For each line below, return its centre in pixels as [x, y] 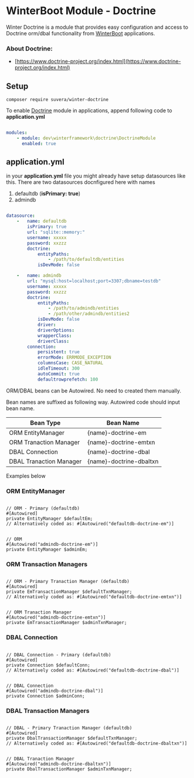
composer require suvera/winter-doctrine [57, 100]
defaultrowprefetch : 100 [68, 379]
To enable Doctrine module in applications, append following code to [89, 110]
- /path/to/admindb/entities [83, 308]
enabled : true [39, 143]
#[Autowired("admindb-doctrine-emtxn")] [56, 618]
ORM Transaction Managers [47, 564]
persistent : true [59, 352]
